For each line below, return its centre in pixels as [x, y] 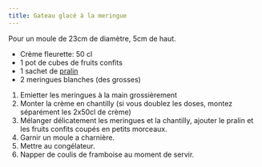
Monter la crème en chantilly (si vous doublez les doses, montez [126, 103]
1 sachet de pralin [49, 71]
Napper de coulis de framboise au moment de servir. [107, 154]
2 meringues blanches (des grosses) [81, 79]
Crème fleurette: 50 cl [56, 54]
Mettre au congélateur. [57, 145]
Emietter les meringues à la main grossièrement [99, 95]
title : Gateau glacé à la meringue [68, 16]
